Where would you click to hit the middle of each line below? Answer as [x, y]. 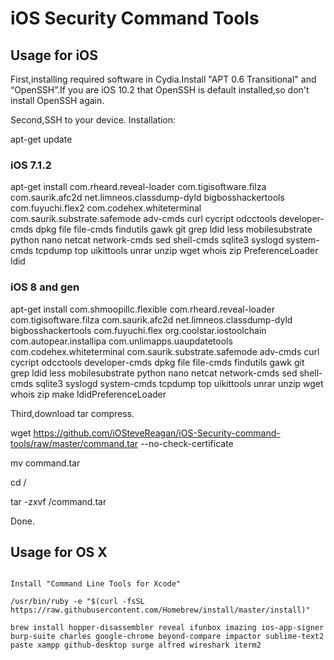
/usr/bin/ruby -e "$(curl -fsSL [77, 602]
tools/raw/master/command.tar [74, 443]
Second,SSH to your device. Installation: [93, 120]
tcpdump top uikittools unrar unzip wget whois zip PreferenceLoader [177, 251]
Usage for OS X [59, 552]
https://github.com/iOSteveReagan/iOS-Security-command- [157, 433]
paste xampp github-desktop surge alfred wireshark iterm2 [136, 645]
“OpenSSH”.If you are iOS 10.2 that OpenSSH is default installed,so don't [160, 90]
